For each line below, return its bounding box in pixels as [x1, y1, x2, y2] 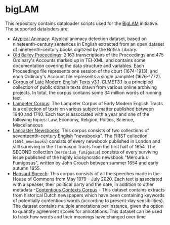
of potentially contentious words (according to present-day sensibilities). [12, 197, 164, 204]
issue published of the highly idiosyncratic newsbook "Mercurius [12, 154, 148, 160]
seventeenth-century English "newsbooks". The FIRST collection [12, 133, 148, 139]
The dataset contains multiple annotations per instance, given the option [12, 203, 164, 209]
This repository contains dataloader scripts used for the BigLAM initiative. [5, 20, 159, 26]
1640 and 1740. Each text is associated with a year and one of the [12, 111, 149, 117]
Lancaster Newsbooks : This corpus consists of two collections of [12, 127, 149, 133]
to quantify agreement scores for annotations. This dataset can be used [12, 208, 162, 214]
